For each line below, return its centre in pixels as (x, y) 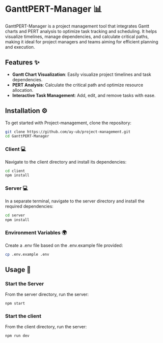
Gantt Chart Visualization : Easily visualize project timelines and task (81, 74)
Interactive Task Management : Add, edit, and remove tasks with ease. (84, 95)
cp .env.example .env (27, 254)
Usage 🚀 (18, 269)
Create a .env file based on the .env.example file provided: (64, 245)
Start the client (23, 316)
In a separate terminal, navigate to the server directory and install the (75, 201)
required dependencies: (29, 206)
